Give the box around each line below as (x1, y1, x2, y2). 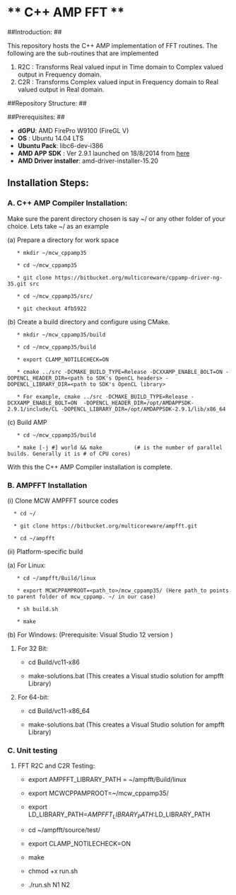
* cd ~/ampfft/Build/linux (16, 574, 97, 581)
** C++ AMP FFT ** (7, 4, 125, 21)
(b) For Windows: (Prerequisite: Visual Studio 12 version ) (7, 630, 173, 639)
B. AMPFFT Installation (7, 480, 88, 490)
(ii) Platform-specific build (7, 547, 83, 556)
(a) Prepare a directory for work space (7, 235, 119, 244)
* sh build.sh (16, 605, 59, 612)
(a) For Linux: (7, 561, 46, 569)
